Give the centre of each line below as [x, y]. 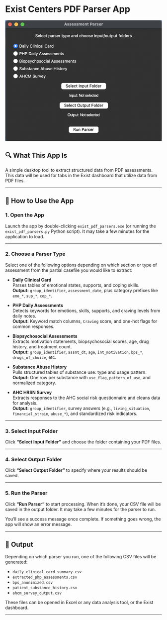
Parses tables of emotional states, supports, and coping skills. [76, 285]
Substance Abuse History [40, 367]
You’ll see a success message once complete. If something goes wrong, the [83, 519]
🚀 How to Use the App [40, 201]
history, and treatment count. [42, 346]
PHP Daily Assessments [38, 305]
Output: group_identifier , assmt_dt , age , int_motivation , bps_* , [78, 352]
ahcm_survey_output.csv [37, 593]
